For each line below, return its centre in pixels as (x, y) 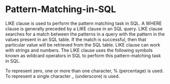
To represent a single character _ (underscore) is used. (63, 76)
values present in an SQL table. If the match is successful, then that (76, 39)
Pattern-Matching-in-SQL (61, 9)
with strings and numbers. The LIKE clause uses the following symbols (79, 50)
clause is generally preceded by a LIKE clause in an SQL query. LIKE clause (84, 28)
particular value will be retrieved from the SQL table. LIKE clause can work (83, 45)
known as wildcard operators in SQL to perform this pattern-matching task (83, 55)
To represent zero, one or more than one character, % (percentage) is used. (84, 71)
